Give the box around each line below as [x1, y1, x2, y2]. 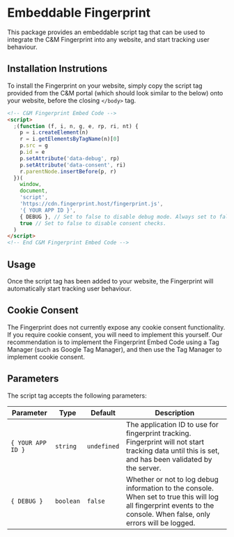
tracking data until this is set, [125, 446, 220, 456]
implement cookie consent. [7, 352, 86, 361]
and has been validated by [125, 454, 212, 464]
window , [19, 181, 42, 188]
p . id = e [19, 148, 45, 155]
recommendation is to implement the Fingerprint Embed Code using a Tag [7, 338, 219, 346]
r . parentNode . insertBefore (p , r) [19, 168, 117, 175]
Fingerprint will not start [125, 437, 204, 446]
